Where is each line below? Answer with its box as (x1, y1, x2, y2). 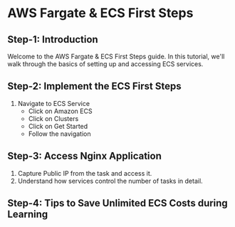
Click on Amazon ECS (28, 107, 93, 115)
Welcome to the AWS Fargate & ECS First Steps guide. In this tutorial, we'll (7, 52, 225, 60)
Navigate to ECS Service (17, 99, 90, 107)
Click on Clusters (28, 114, 79, 122)
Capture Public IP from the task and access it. (17, 169, 152, 177)
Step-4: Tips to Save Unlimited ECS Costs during (7, 197, 228, 209)
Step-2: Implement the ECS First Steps (7, 80, 182, 93)
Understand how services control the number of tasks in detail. (17, 176, 203, 185)
